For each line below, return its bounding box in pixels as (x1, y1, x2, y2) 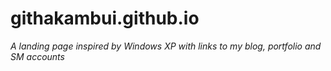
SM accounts (10, 50, 65, 62)
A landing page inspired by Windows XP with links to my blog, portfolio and (10, 40, 322, 52)
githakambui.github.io (10, 7, 200, 30)
